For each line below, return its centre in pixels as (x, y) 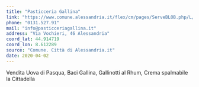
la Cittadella (21, 79)
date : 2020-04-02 (28, 56)
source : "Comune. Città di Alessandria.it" (61, 50)
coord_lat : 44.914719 (33, 39)
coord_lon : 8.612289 (32, 45)
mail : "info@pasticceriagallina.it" (51, 28)
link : (13, 17)
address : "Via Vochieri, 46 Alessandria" (58, 34)
